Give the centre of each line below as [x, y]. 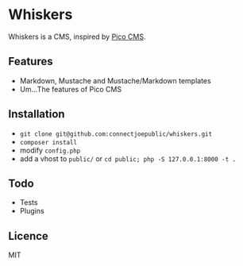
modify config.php [50, 150]
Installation [37, 114]
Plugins [32, 211]
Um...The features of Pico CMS [70, 89]
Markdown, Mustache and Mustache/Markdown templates [116, 80]
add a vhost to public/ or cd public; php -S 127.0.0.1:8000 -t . [128, 158]
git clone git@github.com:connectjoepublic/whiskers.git [116, 134]
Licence [29, 236]
